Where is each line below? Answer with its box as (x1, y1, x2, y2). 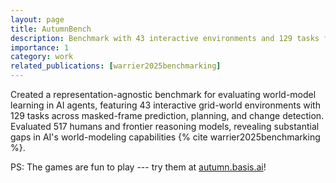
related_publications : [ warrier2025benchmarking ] (10, 61, 222, 71)
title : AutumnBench (10, 24, 92, 34)
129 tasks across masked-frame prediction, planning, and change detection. (10, 110, 325, 121)
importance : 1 (10, 42, 70, 53)
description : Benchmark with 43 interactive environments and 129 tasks (10, 33, 320, 43)
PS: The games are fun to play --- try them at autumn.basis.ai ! (10, 161, 267, 173)
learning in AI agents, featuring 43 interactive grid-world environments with (10, 99, 321, 111)
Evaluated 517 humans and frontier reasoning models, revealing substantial (10, 121, 320, 132)
